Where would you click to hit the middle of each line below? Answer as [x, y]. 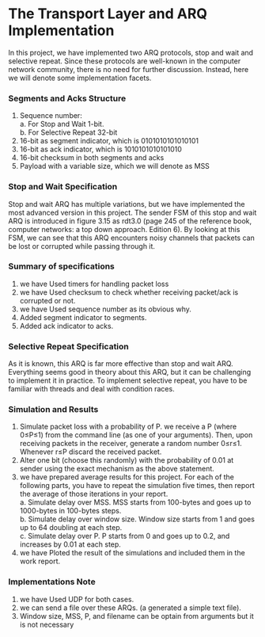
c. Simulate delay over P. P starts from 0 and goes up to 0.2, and [125, 536]
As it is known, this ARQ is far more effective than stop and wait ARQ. [121, 364]
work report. [40, 561]
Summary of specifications [61, 266]
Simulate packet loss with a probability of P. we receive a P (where [128, 427]
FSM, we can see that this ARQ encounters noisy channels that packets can [131, 238]
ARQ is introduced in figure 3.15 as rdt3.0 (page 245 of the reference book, [130, 221]
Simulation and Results [53, 410]
